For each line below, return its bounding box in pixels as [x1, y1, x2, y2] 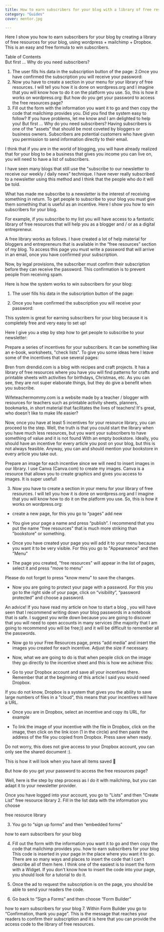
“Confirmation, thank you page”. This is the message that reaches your [5, 911, 147, 917]
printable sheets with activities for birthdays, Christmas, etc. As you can [5, 375, 150, 381]
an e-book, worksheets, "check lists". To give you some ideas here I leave [5, 349, 154, 356]
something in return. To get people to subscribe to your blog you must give [5, 196, 156, 202]
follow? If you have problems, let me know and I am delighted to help [12, 116, 150, 122]
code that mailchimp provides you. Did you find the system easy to [12, 110, 146, 116]
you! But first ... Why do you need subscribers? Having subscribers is [12, 121, 152, 127]
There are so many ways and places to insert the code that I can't [12, 856, 144, 862]
